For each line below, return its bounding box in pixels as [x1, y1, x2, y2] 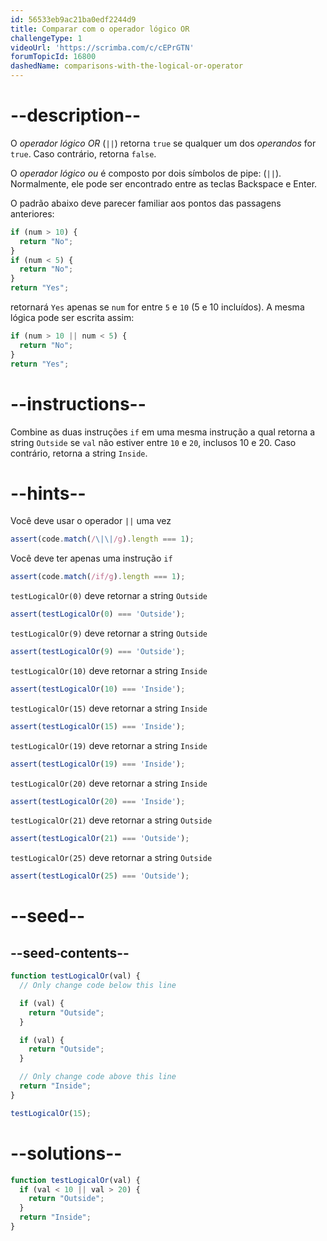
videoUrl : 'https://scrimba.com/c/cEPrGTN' [10, 42, 195, 53]
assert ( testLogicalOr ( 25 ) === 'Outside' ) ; [10, 871, 190, 881]
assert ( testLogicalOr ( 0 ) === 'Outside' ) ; [10, 609, 186, 620]
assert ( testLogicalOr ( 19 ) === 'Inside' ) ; [10, 759, 186, 769]
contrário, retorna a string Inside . [10, 447, 148, 459]
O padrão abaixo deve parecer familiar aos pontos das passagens [10, 197, 282, 209]
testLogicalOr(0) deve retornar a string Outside [10, 590, 208, 602]
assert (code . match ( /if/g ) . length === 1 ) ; [10, 572, 186, 582]
